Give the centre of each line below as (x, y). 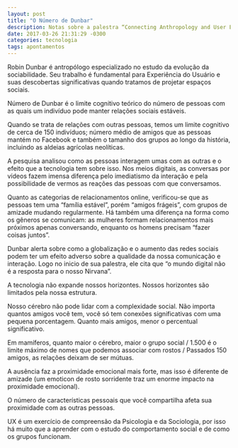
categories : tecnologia (42, 40)
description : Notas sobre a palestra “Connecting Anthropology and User (117, 27)
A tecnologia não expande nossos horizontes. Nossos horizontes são (108, 285)
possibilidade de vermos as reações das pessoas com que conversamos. (114, 184)
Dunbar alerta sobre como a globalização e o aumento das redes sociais (113, 248)
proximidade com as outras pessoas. (61, 408)
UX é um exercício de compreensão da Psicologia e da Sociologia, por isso (117, 421)
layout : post (27, 14)
